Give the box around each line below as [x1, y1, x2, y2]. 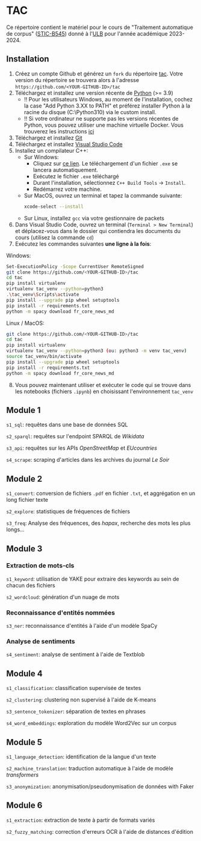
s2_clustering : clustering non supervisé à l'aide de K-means [6, 696, 156, 703]
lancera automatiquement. [32, 166, 98, 173]
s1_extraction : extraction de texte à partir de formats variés [6, 816, 155, 823]
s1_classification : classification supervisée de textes [6, 685, 141, 692]
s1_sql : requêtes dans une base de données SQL [6, 421, 128, 429]
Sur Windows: [23, 153, 59, 161]
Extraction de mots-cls [6, 561, 75, 570]
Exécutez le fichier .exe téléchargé [32, 173, 119, 180]
